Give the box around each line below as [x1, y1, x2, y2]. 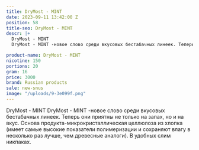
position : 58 [6, 19, 38, 25]
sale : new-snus [6, 85, 44, 92]
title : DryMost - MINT [6, 8, 62, 15]
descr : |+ [6, 31, 31, 37]
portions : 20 [6, 63, 38, 69]
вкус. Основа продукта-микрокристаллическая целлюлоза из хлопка [6, 119, 183, 126]
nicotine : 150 [6, 57, 41, 64]
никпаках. [6, 138, 31, 145]
